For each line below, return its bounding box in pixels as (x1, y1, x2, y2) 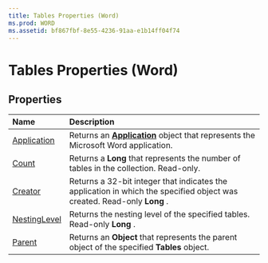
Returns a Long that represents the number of (69, 153, 241, 164)
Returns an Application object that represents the (69, 130, 255, 141)
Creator (12, 185, 41, 197)
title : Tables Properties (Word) (8, 11, 120, 20)
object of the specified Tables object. (69, 241, 210, 253)
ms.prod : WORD (8, 19, 56, 27)
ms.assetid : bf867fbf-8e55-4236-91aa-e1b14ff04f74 (8, 26, 180, 34)
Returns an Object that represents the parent (69, 232, 238, 243)
